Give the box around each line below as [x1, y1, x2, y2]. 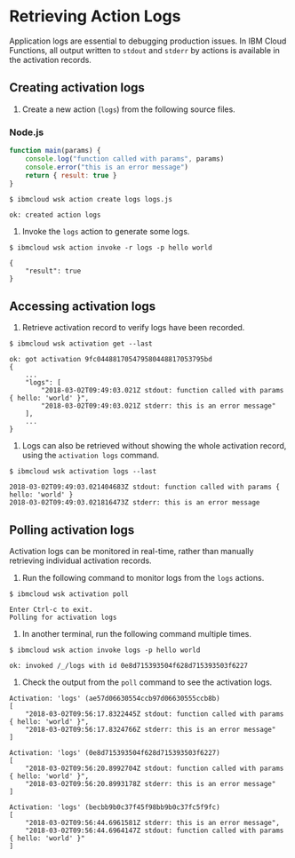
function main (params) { [9, 147, 101, 155]
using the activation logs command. [21, 450, 160, 461]
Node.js [9, 126, 44, 139]
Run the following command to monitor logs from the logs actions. [21, 573, 265, 584]
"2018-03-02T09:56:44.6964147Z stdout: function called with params [25, 826, 284, 836]
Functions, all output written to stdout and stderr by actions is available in [9, 44, 280, 55]
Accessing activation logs [9, 298, 156, 314]
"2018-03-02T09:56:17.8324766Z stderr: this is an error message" [25, 726, 276, 735]
